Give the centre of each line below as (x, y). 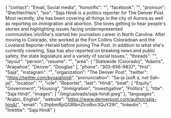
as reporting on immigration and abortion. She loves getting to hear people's (86, 23)
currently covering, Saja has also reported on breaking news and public (80, 51)
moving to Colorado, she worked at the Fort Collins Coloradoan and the (80, 40)
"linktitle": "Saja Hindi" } (30, 110)
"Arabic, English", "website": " (36, 99)
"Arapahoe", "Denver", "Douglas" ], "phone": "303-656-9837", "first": (78, 67)
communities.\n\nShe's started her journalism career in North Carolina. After (86, 34)
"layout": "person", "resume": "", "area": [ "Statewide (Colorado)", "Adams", (85, 61)
